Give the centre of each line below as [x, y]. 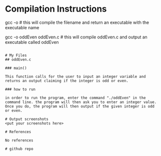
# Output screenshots [27, 119]
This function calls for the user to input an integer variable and [75, 76]
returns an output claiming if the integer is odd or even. [67, 81]
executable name [22, 27]
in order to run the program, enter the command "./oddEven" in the [75, 98]
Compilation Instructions [56, 9]
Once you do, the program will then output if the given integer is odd [80, 106]
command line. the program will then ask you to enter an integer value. [81, 102]
